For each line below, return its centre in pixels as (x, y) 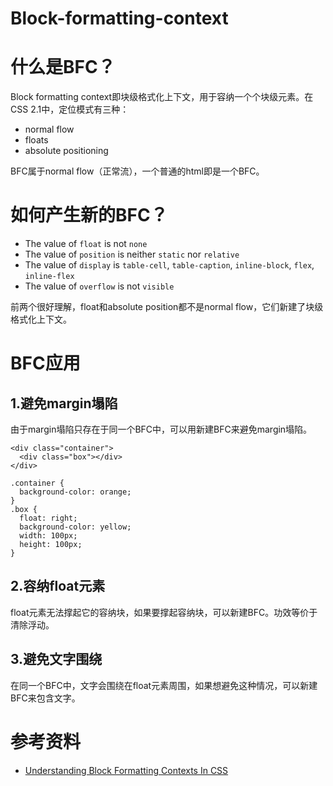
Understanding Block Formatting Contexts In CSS (126, 770)
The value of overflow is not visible (99, 286)
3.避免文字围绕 (56, 659)
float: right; (48, 518)
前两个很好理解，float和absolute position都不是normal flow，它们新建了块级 (167, 307)
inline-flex (49, 277)
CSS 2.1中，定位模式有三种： (70, 109)
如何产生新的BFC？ (89, 215)
